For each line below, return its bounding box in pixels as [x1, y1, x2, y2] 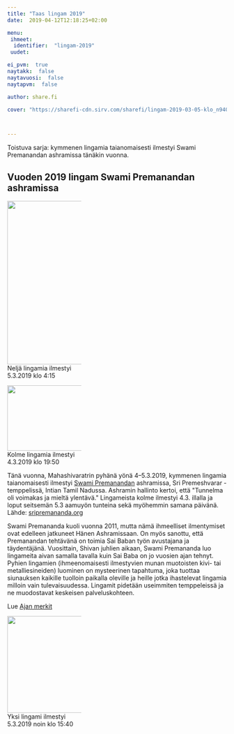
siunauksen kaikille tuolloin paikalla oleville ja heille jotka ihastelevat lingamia [7, 574, 227, 583]
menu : [7, 29, 23, 36]
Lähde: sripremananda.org [7, 509, 84, 517]
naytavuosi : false [7, 74, 64, 81]
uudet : [10, 49, 30, 56]
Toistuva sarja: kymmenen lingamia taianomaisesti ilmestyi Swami [7, 144, 196, 152]
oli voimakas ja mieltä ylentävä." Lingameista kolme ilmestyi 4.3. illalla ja [7, 493, 213, 502]
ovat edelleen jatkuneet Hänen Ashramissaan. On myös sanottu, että [7, 530, 204, 538]
